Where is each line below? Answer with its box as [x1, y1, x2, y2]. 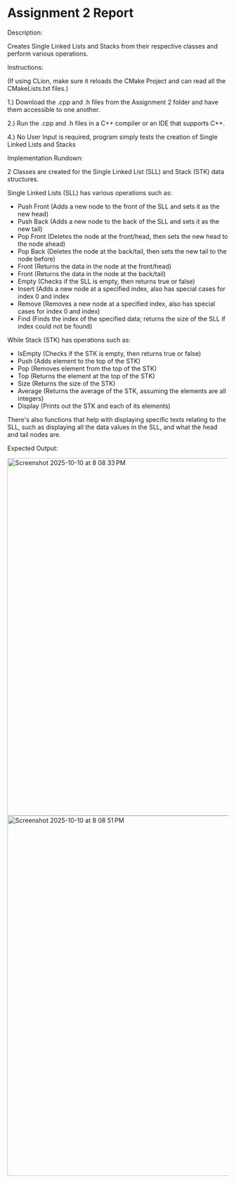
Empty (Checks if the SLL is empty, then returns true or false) [17, 277, 195, 285]
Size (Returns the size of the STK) [17, 379, 116, 388]
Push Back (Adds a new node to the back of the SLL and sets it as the [17, 217, 220, 225]
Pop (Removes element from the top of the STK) [17, 364, 157, 373]
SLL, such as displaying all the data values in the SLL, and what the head [7, 423, 218, 431]
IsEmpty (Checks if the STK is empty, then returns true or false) [17, 349, 202, 357]
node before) [17, 254, 56, 263]
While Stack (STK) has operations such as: [7, 335, 131, 344]
